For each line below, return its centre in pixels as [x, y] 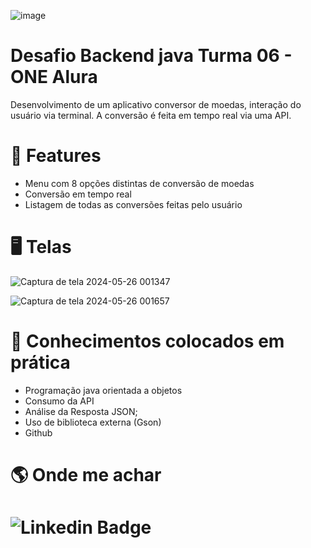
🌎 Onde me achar [86, 474]
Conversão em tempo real [78, 194]
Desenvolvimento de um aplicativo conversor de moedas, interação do [156, 104]
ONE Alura [54, 77]
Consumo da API [59, 401]
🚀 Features [56, 156]
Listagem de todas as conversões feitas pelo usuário [133, 204]
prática [40, 362]
